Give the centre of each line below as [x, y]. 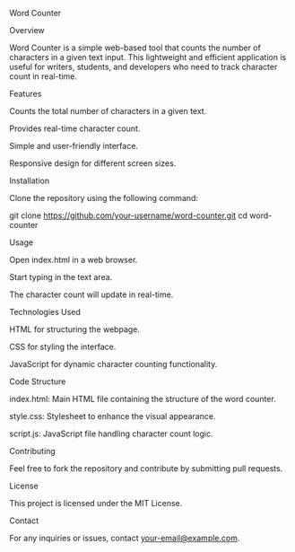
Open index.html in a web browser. [74, 260]
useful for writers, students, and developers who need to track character [143, 67]
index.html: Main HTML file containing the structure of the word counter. [143, 399]
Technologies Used [45, 312]
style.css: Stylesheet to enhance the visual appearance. [113, 416]
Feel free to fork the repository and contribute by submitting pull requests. [146, 469]
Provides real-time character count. [75, 128]
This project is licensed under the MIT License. [96, 503]
